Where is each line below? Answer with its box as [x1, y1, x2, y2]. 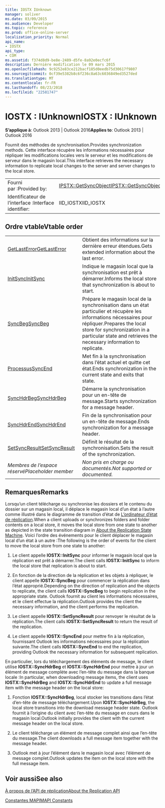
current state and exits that [82, 371, 144, 378]
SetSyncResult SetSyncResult [7, 444, 75, 451]
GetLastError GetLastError [7, 246, 66, 253]
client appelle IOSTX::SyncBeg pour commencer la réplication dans [12, 577, 150, 583]
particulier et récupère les [82, 308, 142, 315]
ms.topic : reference [5, 26, 48, 31]
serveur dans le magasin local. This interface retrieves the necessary [5, 158, 143, 164]
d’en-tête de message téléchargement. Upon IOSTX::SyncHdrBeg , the [12, 699, 155, 705]
